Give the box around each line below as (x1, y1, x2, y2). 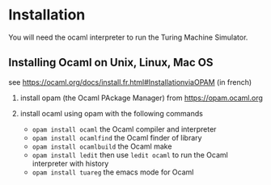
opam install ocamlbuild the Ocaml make (32, 141, 172, 151)
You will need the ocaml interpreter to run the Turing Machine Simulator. (8, 32, 248, 42)
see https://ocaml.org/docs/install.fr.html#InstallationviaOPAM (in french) (8, 77, 252, 86)
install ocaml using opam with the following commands (19, 108, 204, 118)
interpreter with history (32, 158, 109, 168)
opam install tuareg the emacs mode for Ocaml (32, 167, 194, 177)
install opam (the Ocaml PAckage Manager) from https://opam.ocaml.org (19, 93, 263, 103)
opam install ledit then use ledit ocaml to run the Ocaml (32, 149, 228, 159)
